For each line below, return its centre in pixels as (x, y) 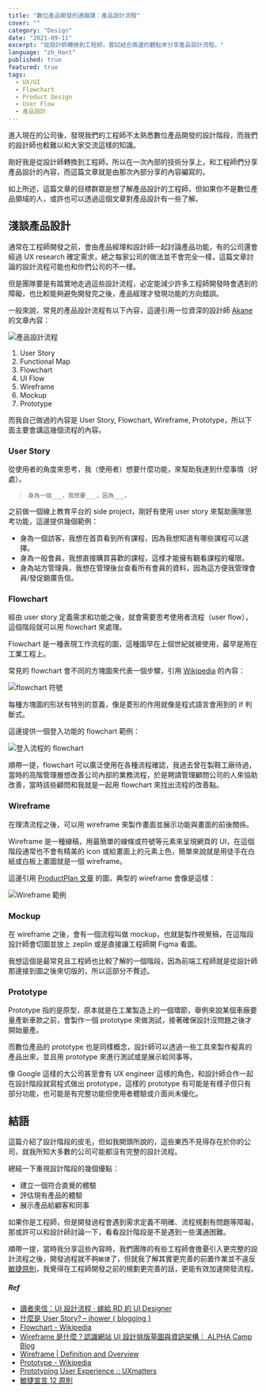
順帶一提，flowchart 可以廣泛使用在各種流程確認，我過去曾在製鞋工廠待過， (132, 765)
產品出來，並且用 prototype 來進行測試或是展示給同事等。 (103, 1057)
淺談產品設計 (40, 226)
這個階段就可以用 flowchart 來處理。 (67, 627)
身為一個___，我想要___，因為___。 (79, 496)
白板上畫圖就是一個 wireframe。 (74, 861)
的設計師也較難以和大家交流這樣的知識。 (74, 145)
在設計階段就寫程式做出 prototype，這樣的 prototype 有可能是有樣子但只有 (130, 1084)
